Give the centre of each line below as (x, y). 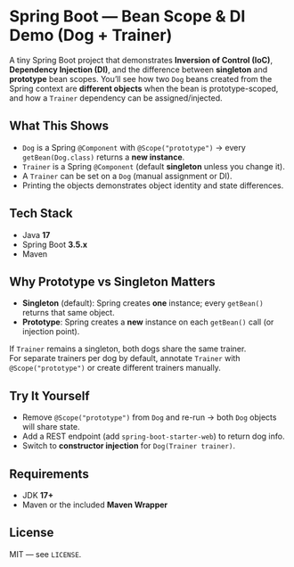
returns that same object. (68, 313)
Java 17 (36, 234)
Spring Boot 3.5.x (54, 244)
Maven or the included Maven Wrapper (95, 505)
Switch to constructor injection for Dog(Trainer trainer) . (129, 446)
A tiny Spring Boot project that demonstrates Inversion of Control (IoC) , (141, 60)
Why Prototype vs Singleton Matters (112, 281)
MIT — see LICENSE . (45, 554)
